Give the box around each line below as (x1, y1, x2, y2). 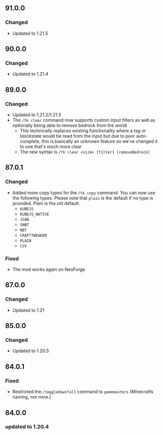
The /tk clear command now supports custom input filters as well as (12, 117, 156, 123)
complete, (19, 138, 41, 144)
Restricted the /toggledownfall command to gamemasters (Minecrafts (12, 389, 154, 395)
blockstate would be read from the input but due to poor (19, 133, 136, 139)
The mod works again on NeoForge (12, 266, 85, 272)
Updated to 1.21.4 (12, 71, 49, 77)
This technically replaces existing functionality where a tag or (19, 128, 146, 134)
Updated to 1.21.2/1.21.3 (12, 112, 61, 118)
